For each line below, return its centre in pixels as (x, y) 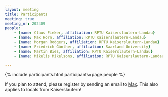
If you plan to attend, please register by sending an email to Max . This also (82, 84)
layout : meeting (22, 10)
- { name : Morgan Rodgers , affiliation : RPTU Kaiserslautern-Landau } (87, 42)
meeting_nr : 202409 (25, 24)
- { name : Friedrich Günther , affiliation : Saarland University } (82, 47)
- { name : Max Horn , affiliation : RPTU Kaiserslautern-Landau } (80, 38)
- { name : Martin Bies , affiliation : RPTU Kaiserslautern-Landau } (84, 51)
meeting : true (20, 19)
